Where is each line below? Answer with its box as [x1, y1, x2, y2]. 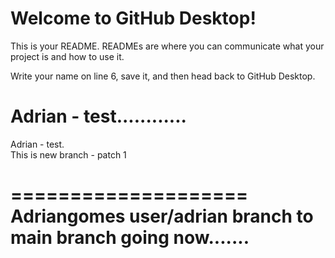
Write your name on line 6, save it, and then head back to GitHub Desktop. [10, 70, 316, 82]
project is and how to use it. [10, 50, 125, 62]
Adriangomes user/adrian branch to [10, 205, 314, 228]
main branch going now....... [10, 227, 250, 249]
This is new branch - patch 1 [10, 148, 127, 161]
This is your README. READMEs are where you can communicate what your [10, 40, 325, 52]
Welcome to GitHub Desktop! [10, 7, 257, 30]
